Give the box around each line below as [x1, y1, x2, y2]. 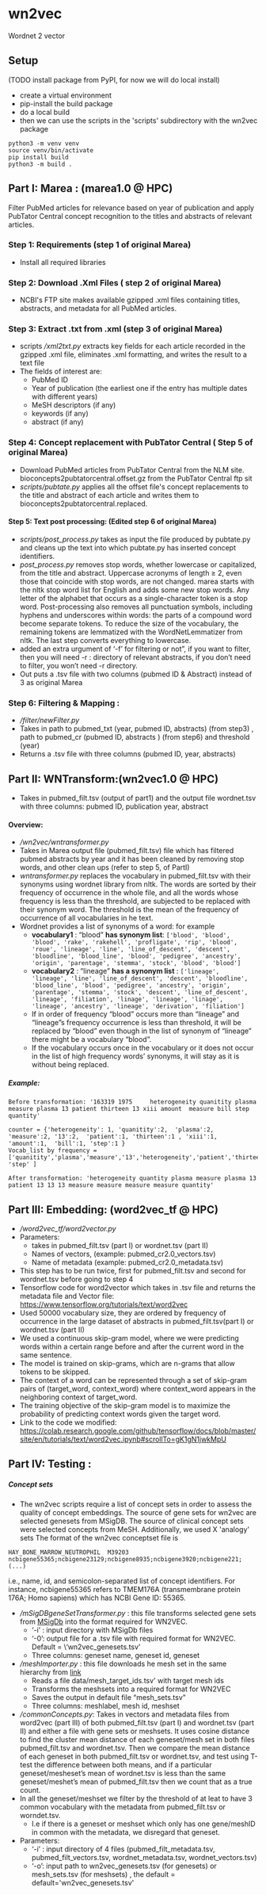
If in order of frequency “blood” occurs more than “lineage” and [31, 1009, 240, 1019]
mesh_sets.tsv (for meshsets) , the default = [31, 1870, 176, 1879]
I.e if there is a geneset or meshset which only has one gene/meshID [31, 1819, 256, 1828]
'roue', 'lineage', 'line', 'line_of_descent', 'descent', [31, 945, 231, 954]
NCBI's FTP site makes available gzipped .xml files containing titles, [19, 295, 241, 305]
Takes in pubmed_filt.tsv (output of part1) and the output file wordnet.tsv [19, 794, 256, 803]
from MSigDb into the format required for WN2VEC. [19, 1617, 188, 1626]
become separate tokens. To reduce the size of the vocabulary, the [19, 618, 239, 628]
